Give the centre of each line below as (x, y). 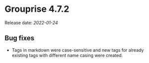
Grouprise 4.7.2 (37, 9)
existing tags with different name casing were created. (67, 55)
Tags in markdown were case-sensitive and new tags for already (78, 50)
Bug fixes (20, 38)
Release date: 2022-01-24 (31, 23)
